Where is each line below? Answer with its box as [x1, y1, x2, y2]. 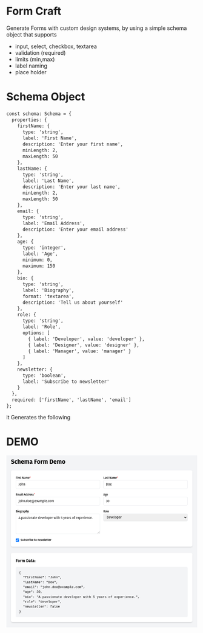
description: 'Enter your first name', [22, 141, 123, 147]
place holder [15, 68, 47, 75]
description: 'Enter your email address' [22, 226, 129, 233]
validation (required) [15, 49, 66, 56]
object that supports [6, 30, 57, 38]
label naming [15, 62, 47, 69]
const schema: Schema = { [6, 111, 72, 117]
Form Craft [6, 4, 62, 18]
